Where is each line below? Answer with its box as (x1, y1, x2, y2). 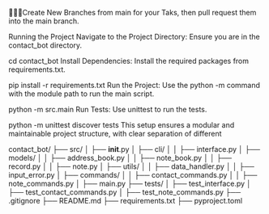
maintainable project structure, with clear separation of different (8, 129, 222, 138)
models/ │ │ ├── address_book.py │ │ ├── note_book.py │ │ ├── (8, 153, 233, 162)
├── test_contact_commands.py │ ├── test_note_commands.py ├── (8, 187, 241, 197)
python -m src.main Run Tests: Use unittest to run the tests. (8, 105, 207, 114)
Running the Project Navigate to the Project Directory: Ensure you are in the (8, 32, 261, 41)
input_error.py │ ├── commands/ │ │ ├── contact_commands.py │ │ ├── (8, 170, 258, 179)
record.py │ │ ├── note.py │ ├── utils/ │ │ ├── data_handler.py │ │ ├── (8, 162, 255, 171)
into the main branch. (8, 16, 79, 26)
